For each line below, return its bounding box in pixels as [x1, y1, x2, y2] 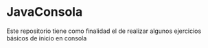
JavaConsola [6, 4, 83, 20]
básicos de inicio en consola [6, 34, 87, 42]
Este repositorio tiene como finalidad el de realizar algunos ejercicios [6, 27, 202, 35]
